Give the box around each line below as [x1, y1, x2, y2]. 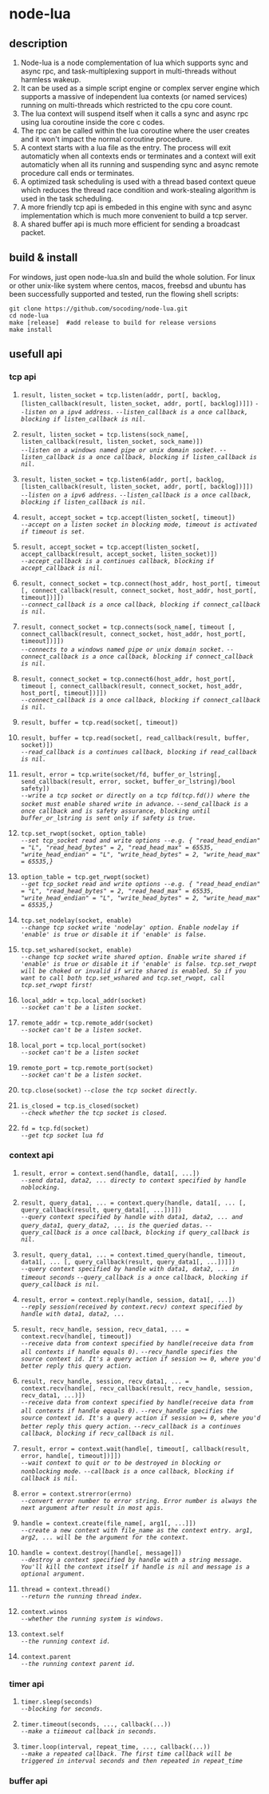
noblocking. [20, 1183, 61, 1192]
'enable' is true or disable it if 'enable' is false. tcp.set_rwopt [20, 960, 258, 968]
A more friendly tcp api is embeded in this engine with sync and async [20, 202, 252, 212]
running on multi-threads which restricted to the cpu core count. [20, 101, 233, 110]
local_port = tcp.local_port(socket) [20, 1041, 147, 1049]
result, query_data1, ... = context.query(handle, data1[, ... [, [20, 1199, 247, 1207]
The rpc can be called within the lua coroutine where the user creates [20, 126, 250, 135]
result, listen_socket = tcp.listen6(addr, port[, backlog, [20, 475, 225, 484]
